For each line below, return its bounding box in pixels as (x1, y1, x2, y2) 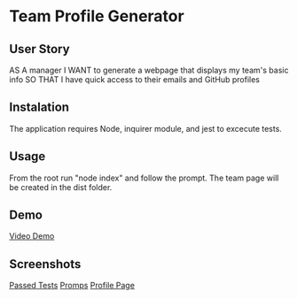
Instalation (9, 100, 69, 115)
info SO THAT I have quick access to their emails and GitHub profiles (9, 74, 260, 85)
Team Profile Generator (9, 6, 184, 27)
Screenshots (9, 257, 82, 272)
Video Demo (9, 231, 55, 241)
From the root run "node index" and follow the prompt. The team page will (9, 172, 279, 183)
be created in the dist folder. (9, 181, 113, 192)
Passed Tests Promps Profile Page (9, 280, 136, 291)
